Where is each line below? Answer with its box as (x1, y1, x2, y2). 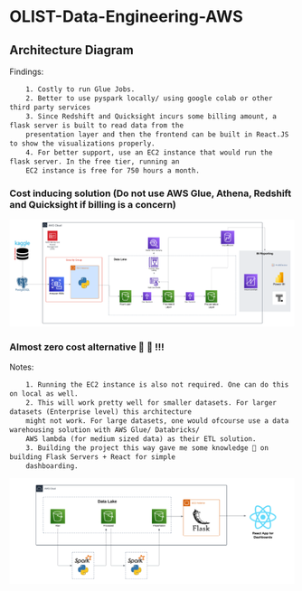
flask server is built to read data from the (9, 121, 184, 130)
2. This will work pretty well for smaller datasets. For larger (25, 398, 278, 408)
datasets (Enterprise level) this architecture (9, 407, 193, 417)
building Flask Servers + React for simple (9, 452, 176, 462)
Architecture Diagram (9, 42, 134, 58)
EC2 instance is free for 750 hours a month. (25, 166, 201, 175)
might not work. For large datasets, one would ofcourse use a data (25, 416, 289, 426)
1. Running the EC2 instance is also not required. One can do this (25, 380, 289, 389)
